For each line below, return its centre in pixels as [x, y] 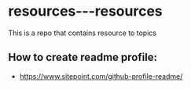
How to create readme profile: [83, 57]
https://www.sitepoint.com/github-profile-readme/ [101, 76]
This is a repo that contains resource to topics [83, 33]
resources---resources [85, 11]
